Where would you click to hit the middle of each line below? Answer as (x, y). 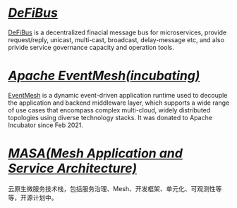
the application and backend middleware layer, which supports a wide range (119, 103)
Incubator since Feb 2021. (46, 125)
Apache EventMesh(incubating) (104, 76)
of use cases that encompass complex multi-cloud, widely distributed (109, 110)
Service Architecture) (72, 168)
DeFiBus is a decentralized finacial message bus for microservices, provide (117, 32)
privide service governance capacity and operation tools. (91, 47)
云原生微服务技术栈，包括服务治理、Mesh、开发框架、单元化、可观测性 (112, 188)
